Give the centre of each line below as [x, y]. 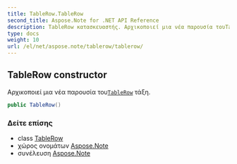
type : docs [23, 33]
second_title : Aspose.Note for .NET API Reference [83, 20]
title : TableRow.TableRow [45, 14]
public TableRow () [34, 105]
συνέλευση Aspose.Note [54, 153]
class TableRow [40, 138]
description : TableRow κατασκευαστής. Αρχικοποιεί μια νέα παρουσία [110, 27]
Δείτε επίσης [30, 122]
